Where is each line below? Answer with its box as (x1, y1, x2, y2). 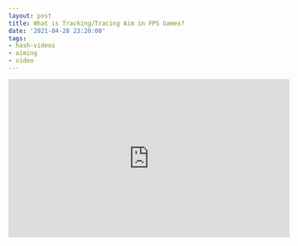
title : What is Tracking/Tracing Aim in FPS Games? (8, 19, 185, 27)
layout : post (8, 11, 52, 20)
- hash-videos (8, 42, 56, 50)
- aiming (8, 49, 38, 57)
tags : (8, 34, 27, 43)
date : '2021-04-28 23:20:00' (8, 27, 106, 35)
